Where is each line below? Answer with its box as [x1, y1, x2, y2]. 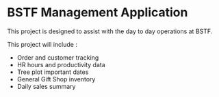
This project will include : [7, 40, 77, 48]
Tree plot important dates [16, 68, 89, 76]
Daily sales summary [16, 82, 76, 90]
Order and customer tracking [16, 53, 99, 62]
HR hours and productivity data [16, 60, 106, 69]
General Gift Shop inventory [16, 75, 96, 83]
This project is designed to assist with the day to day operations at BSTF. [7, 27, 213, 35]
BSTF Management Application [7, 5, 188, 20]
